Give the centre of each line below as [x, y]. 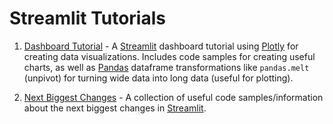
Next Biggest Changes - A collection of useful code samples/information [173, 97]
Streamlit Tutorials [87, 18]
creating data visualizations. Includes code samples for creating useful [169, 56]
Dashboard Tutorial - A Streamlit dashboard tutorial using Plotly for [161, 46]
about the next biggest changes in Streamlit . [115, 108]
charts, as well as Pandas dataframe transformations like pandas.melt [166, 67]
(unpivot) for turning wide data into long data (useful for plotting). [158, 78]
